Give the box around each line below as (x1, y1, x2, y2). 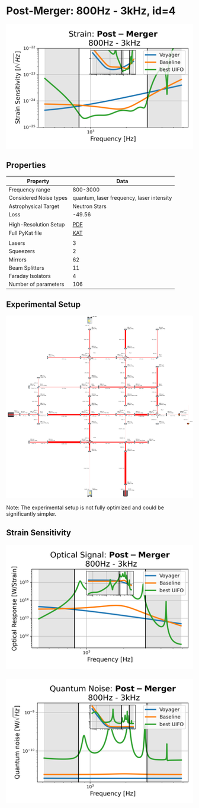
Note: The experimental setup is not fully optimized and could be (6, 504, 165, 511)
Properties (6, 160, 46, 170)
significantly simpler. (6, 510, 57, 518)
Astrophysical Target (8, 203, 59, 210)
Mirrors (8, 256, 27, 263)
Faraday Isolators (8, 273, 52, 280)
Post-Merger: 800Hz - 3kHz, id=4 (6, 4, 176, 18)
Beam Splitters (8, 264, 44, 271)
